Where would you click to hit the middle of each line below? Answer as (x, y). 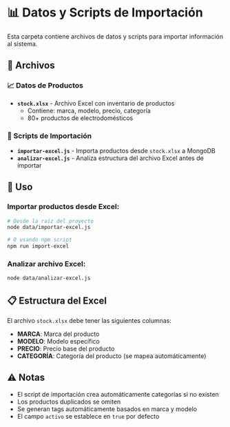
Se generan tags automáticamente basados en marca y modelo (107, 409)
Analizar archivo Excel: (46, 264)
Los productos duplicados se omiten (69, 401)
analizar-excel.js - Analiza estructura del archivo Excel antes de (111, 158)
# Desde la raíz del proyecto (51, 221)
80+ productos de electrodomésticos (80, 118)
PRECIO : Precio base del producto (66, 349)
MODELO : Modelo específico (58, 341)
